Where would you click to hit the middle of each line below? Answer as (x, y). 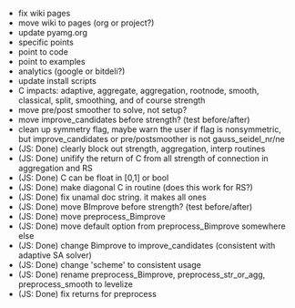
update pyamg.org (53, 32)
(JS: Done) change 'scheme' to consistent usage (110, 265)
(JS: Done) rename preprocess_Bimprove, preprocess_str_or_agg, (142, 274)
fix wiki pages (44, 13)
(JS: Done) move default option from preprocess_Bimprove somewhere (152, 226)
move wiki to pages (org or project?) (86, 23)
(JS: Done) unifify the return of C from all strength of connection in (143, 158)
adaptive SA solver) (55, 255)
